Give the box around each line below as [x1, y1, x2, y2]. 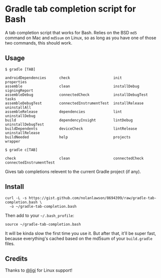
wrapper [5, 139, 21, 144]
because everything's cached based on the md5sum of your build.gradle [5, 235, 153, 241]
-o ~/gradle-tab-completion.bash [9, 204, 77, 209]
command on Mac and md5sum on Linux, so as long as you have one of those [5, 35, 156, 41]
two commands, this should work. [5, 40, 73, 46]
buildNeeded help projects [5, 135, 131, 139]
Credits [5, 254, 28, 263]
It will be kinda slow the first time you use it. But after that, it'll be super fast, [5, 230, 156, 236]
